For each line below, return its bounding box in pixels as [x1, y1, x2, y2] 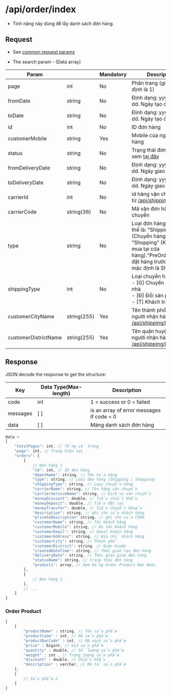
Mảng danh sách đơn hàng [90, 421, 154, 428]
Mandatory [99, 70, 127, 78]
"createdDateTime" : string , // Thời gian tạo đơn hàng [32, 548, 152, 553]
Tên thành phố [131, 306, 166, 313]
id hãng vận [131, 190, 160, 197]
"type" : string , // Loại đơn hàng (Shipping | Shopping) [32, 477, 156, 482]
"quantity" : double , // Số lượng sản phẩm [23, 648, 124, 653]
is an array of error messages [90, 407, 161, 414]
